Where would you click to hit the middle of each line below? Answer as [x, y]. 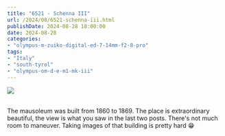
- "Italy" [21, 58]
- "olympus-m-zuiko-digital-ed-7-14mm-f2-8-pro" [78, 45]
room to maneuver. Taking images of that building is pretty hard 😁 [101, 125]
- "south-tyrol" [30, 65]
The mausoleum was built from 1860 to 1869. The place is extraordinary [108, 111]
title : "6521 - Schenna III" [49, 13]
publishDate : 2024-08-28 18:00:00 [57, 26]
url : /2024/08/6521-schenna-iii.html [61, 20]
